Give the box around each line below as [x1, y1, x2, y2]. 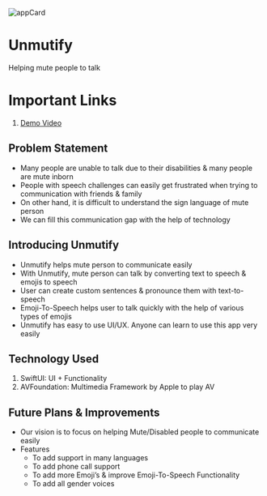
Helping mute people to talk [8, 62, 101, 72]
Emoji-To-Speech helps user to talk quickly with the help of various [19, 302, 244, 312]
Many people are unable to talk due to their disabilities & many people [19, 163, 253, 173]
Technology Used [8, 352, 100, 366]
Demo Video [19, 118, 62, 127]
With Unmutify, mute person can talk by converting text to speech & [19, 268, 247, 278]
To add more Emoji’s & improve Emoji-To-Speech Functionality [32, 470, 240, 480]
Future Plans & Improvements [8, 405, 160, 419]
